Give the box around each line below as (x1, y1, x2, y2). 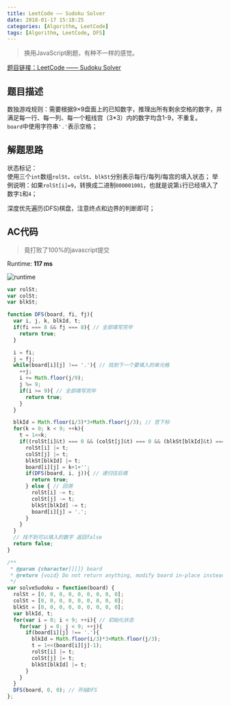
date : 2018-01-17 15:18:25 (7, 16, 84, 23)
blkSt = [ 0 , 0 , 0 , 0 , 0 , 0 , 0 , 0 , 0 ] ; (13, 604, 125, 611)
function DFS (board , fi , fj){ (7, 311, 94, 318)
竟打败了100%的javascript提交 (23, 245, 110, 254)
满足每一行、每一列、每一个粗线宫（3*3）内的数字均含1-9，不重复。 (7, 114, 202, 122)
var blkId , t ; (13, 610, 53, 617)
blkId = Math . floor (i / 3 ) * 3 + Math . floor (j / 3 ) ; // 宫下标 (13, 419, 170, 426)
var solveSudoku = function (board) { (7, 584, 115, 591)
